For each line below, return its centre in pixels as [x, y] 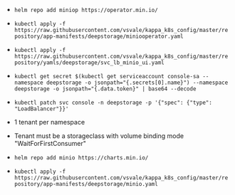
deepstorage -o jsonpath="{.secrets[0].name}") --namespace [137, 83]
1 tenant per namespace [49, 122]
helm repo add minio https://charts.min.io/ [81, 158]
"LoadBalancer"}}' [41, 109]
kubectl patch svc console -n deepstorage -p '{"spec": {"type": [113, 102]
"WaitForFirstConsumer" [50, 143]
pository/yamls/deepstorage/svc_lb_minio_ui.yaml [89, 63]
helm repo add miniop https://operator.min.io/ [86, 10]
